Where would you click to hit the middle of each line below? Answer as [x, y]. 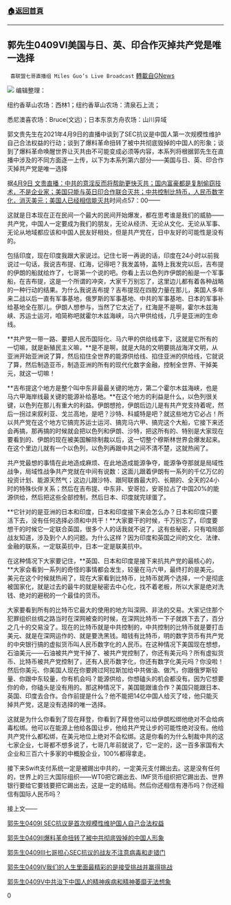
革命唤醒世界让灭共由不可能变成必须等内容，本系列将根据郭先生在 [124, 151]
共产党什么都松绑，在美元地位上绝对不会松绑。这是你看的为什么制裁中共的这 [115, 736]
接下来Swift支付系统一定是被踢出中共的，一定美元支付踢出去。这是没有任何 [114, 768]
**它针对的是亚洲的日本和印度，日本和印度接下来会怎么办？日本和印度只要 [113, 512]
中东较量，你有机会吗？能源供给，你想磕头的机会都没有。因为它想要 [127, 679]
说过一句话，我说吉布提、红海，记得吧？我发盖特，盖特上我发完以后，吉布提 [115, 264]
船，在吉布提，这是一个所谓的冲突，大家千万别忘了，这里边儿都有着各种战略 [115, 281]
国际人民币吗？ [40, 794]
